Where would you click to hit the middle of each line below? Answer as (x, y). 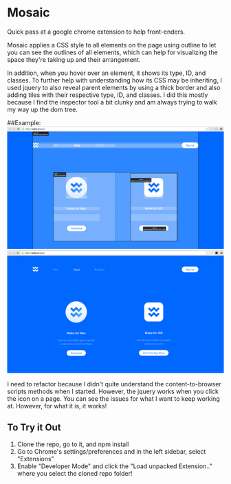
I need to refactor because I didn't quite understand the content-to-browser (114, 384)
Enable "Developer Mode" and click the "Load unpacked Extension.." (115, 466)
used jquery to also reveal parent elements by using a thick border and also (114, 87)
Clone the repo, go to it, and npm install (73, 444)
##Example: (24, 122)
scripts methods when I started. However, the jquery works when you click (113, 391)
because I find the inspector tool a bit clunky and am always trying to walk (112, 102)
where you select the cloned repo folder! (75, 473)
